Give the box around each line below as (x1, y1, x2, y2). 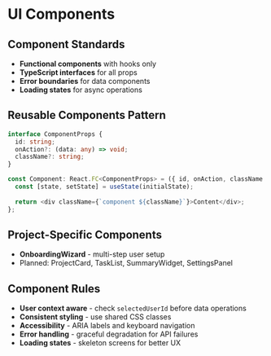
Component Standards (7, 37, 125, 51)
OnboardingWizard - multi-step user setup (19, 249, 165, 259)
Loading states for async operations (19, 85, 143, 94)
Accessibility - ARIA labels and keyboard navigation (19, 321, 195, 331)
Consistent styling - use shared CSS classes (19, 312, 172, 322)
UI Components (7, 5, 116, 24)
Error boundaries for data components (19, 77, 151, 86)
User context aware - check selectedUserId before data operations (19, 303, 247, 314)
